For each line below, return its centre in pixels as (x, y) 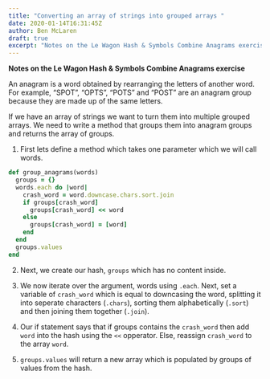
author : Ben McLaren (43, 31)
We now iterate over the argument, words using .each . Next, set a (128, 285)
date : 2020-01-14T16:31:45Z (55, 23)
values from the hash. (56, 368)
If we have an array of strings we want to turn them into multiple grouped (129, 116)
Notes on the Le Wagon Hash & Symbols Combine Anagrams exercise (127, 68)
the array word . (44, 344)
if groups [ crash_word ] (61, 202)
